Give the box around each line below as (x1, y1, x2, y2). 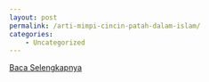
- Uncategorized (25, 37, 86, 47)
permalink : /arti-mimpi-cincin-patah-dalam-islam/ (9, 21, 201, 30)
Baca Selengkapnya (9, 62, 83, 73)
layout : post (9, 12, 58, 22)
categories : (9, 29, 53, 38)
